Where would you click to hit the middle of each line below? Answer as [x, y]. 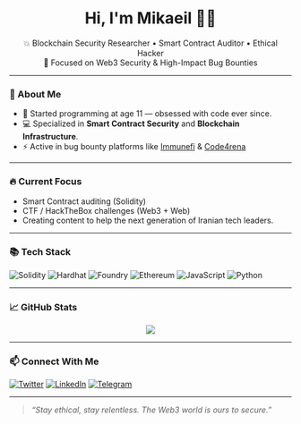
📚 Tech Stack [40, 252]
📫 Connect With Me [54, 361]
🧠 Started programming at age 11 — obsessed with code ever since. [147, 114]
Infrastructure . [50, 137]
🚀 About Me [35, 94]
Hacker [150, 53]
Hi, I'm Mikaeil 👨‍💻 [150, 18]
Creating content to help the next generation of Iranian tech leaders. [148, 220]
